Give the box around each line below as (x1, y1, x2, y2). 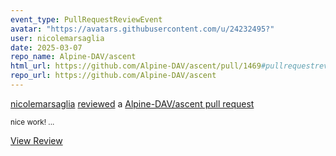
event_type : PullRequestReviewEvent (10, 14, 163, 25)
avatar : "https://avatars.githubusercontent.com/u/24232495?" (10, 24, 275, 34)
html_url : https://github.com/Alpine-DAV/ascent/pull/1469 (10, 61, 262, 71)
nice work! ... (10, 117, 55, 127)
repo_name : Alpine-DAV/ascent (10, 52, 137, 62)
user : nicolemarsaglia (10, 33, 105, 43)
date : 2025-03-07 (10, 42, 83, 53)
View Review (10, 134, 63, 146)
